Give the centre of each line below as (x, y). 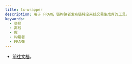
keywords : (15, 19)
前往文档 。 (23, 56)
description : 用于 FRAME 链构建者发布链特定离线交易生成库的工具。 (67, 14)
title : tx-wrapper (24, 10)
